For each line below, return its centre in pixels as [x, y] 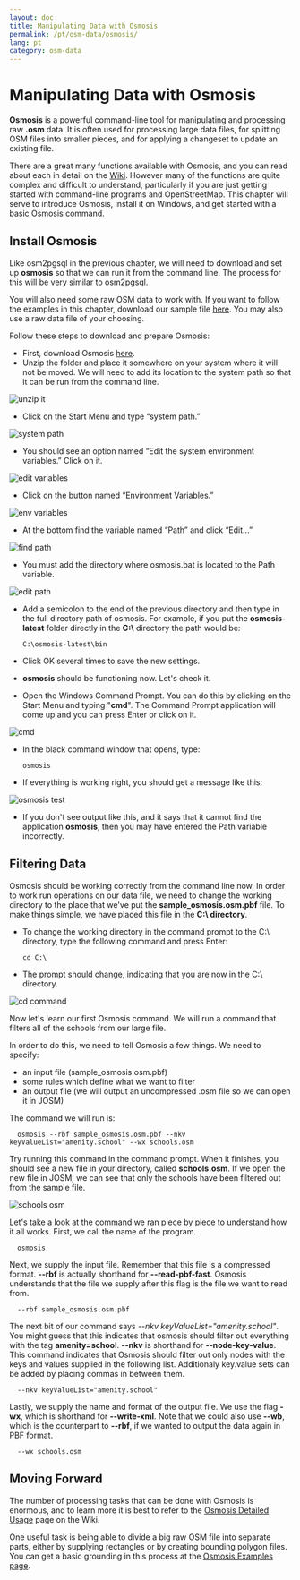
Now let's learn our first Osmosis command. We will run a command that [143, 1018]
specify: [24, 1055]
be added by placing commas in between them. [97, 1373]
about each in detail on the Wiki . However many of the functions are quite [145, 175]
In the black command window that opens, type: [111, 749]
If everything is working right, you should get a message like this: [142, 782]
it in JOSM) [43, 1100]
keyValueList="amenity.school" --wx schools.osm [102, 1142]
